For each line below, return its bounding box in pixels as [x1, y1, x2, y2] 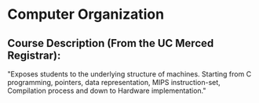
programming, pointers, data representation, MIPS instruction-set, [7, 78, 221, 87]
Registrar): [7, 48, 61, 62]
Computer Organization [7, 5, 165, 23]
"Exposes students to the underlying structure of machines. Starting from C [7, 69, 252, 79]
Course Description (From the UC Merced [7, 37, 214, 50]
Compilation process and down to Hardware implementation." [7, 86, 206, 95]
